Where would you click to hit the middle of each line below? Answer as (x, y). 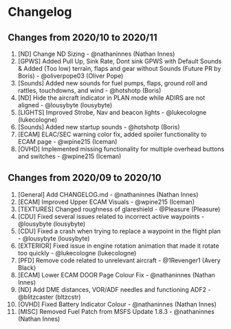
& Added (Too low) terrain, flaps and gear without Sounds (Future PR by (119, 68)
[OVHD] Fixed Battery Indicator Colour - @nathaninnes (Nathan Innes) (117, 304)
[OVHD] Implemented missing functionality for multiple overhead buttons (121, 149)
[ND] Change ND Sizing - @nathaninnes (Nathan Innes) (96, 54)
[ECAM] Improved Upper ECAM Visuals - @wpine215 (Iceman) (106, 202)
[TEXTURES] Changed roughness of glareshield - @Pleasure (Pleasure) (119, 209)
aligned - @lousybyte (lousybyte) (65, 105)
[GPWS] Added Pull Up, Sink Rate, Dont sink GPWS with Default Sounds (120, 61)
